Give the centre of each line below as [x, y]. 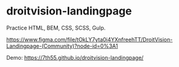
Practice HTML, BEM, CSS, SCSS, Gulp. [56, 28]
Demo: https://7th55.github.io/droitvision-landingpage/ [75, 57]
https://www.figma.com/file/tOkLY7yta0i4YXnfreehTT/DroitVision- [89, 39]
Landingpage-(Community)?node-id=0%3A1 [62, 46]
